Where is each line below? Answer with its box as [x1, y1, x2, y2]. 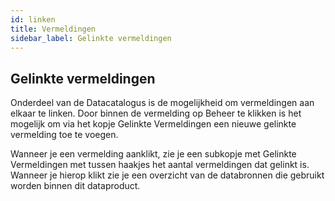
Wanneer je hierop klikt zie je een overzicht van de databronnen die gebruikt [10, 169, 325, 181]
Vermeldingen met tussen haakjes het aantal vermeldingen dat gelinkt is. [10, 159, 310, 171]
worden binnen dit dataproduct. [10, 180, 141, 192]
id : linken [10, 14, 56, 25]
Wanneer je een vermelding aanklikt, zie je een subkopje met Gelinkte [10, 148, 297, 160]
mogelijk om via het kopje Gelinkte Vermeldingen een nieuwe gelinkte [10, 118, 297, 130]
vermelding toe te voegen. [10, 129, 119, 141]
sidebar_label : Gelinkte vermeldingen [10, 33, 172, 43]
